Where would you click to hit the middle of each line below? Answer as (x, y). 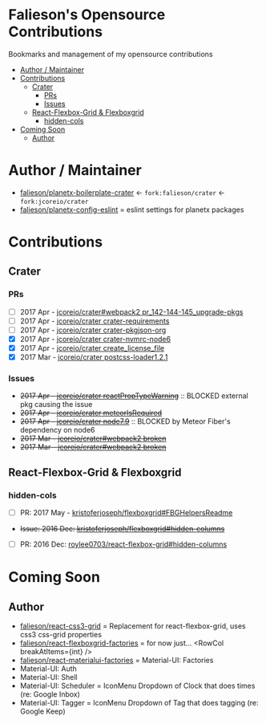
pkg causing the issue (56, 405)
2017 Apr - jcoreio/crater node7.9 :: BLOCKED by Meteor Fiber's (125, 421)
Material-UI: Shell (48, 677)
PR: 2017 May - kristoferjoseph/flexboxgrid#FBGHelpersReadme (126, 513)
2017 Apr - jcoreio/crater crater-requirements (95, 321)
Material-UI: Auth (48, 669)
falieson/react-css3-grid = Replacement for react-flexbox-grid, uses (133, 626)
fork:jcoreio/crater (54, 201)
